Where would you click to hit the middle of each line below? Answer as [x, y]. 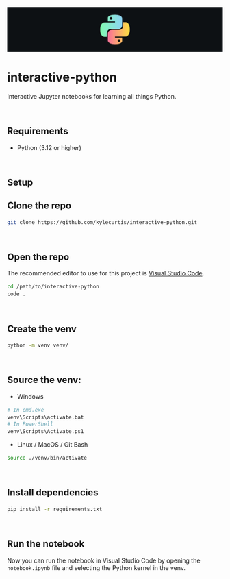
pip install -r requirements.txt [55, 509]
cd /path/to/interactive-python [53, 287]
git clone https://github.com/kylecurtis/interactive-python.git [102, 222]
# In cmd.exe [26, 410]
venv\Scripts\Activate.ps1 [46, 432]
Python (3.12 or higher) [49, 147]
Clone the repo [39, 206]
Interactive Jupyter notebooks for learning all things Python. [92, 96]
